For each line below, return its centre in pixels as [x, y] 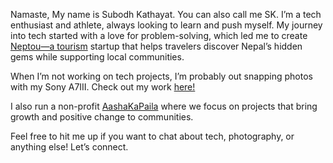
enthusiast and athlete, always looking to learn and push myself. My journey [166, 25]
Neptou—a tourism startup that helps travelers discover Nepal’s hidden [156, 46]
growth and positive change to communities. [102, 117]
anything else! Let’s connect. [69, 147]
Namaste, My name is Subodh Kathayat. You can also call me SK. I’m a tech [166, 14]
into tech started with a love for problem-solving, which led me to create [159, 35]
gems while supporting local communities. [97, 57]
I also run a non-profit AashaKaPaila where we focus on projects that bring [164, 106]
